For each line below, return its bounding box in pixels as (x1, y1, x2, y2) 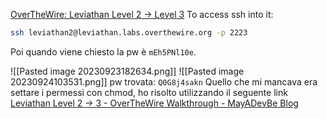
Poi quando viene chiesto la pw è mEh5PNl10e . (10, 45, 197, 58)
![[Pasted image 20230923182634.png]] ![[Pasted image (10, 65, 245, 77)
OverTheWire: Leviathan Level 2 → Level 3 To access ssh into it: (10, 9, 274, 20)
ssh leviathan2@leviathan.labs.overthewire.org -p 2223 (10, 28, 248, 38)
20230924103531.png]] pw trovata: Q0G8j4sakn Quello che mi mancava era (10, 75, 318, 88)
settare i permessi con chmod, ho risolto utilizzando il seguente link (10, 86, 288, 98)
